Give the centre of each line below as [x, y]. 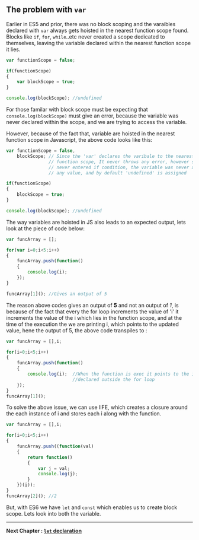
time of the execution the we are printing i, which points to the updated [92, 324]
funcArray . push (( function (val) [55, 447]
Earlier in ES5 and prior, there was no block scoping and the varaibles [91, 24]
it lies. [13, 49]
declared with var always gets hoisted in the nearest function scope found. [97, 30]
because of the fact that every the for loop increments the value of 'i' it [92, 312]
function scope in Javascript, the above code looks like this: [79, 140]
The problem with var [46, 10]
